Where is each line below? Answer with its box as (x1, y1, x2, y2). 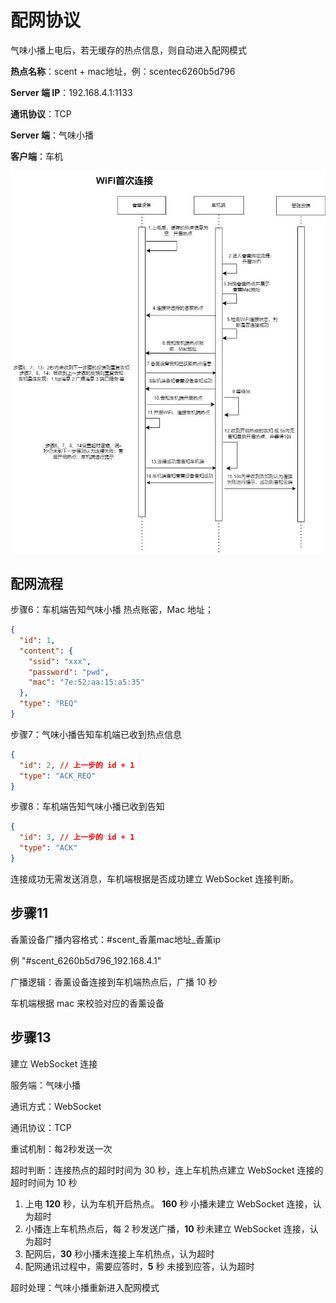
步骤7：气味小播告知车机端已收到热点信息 (10, 728, 182, 740)
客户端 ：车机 (10, 150, 63, 162)
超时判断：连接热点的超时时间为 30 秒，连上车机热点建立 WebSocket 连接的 (10, 1164, 324, 1176)
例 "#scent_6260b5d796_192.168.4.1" (10, 954, 162, 966)
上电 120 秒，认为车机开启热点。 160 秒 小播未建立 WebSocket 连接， (24, 1197, 313, 1210)
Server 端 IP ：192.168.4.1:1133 (10, 86, 133, 98)
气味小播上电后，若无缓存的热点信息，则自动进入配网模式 (10, 44, 247, 56)
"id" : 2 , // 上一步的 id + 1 (19, 760, 135, 770)
